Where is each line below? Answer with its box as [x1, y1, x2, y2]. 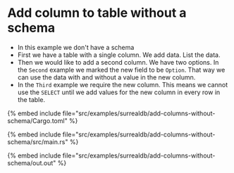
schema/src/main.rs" [7, 137, 68, 146]
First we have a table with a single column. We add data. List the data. [17, 51, 221, 59]
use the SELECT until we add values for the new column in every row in [17, 88, 221, 96]
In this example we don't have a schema [17, 43, 135, 51]
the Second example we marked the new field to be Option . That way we [17, 65, 226, 74]
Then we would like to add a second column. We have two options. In [17, 58, 219, 66]
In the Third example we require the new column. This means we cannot [17, 80, 228, 89]
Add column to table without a [7, 5, 187, 21]
